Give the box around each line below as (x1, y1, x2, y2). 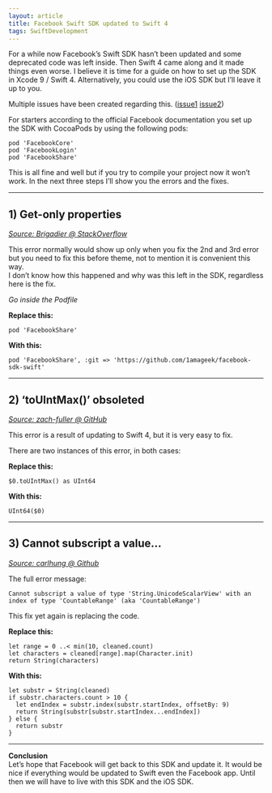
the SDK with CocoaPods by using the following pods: (8, 123, 189, 134)
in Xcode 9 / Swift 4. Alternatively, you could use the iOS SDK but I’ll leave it (8, 75, 261, 85)
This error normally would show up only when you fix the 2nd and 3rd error (8, 245, 259, 255)
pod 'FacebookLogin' (8, 147, 79, 155)
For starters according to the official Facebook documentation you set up (8, 115, 253, 125)
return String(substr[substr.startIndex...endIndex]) (15, 707, 201, 716)
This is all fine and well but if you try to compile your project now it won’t (8, 168, 251, 178)
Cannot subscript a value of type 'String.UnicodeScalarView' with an (8, 589, 252, 598)
